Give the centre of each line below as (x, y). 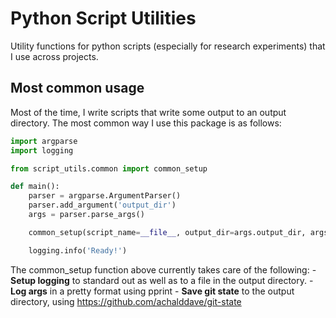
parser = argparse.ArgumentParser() (105, 196)
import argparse (44, 141)
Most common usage (77, 88)
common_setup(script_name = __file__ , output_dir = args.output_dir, (167, 232)
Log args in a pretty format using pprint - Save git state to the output (152, 291)
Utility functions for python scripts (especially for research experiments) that (168, 46)
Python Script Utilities (103, 18)
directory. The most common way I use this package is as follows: (146, 123)
